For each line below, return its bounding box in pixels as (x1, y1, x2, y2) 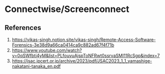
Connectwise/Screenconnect (4, 3, 130, 15)
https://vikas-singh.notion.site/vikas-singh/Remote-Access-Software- (11, 36, 156, 42)
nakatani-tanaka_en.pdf (11, 63, 61, 69)
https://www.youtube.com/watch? (11, 47, 82, 53)
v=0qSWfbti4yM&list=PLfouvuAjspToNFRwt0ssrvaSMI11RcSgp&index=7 (11, 52, 160, 58)
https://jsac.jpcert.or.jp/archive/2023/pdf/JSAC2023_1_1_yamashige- (11, 58, 153, 63)
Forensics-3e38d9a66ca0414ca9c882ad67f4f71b (11, 42, 115, 48)
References (4, 23, 41, 32)
